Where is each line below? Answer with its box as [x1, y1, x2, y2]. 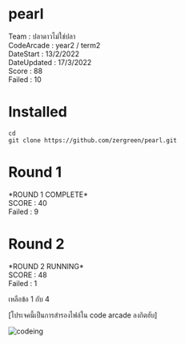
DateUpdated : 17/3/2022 [8, 57, 92, 67]
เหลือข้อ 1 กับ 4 [8, 294, 50, 304]
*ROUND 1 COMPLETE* [8, 190, 88, 199]
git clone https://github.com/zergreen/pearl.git [8, 136, 178, 145]
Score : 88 [8, 66, 42, 76]
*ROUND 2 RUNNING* [8, 261, 84, 271]
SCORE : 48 [8, 270, 47, 280]
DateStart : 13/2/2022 [8, 49, 80, 59]
